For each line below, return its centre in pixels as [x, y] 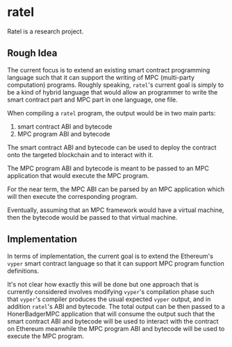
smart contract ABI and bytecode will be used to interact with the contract [113, 321]
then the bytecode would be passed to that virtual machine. [92, 217]
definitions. [23, 271]
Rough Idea [32, 53]
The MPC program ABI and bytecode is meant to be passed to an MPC [108, 168]
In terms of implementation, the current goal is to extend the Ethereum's [110, 256]
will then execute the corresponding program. [73, 196]
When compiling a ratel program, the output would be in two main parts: [111, 113]
